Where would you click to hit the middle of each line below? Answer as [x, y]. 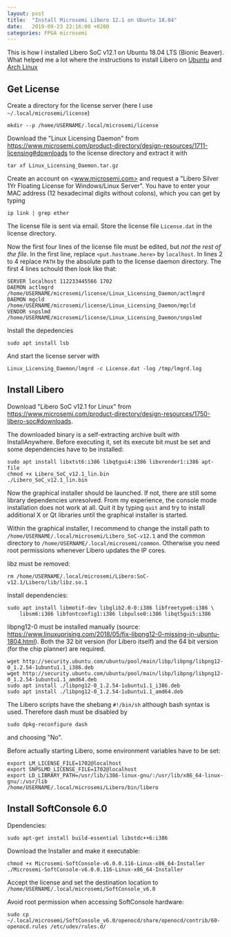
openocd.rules [28, 927]
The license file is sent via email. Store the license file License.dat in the [110, 226]
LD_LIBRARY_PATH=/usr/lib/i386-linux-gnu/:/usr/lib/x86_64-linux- [126, 775]
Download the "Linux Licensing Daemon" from [73, 138]
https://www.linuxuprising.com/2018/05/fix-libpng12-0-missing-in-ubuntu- [113, 634]
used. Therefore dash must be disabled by [67, 712]
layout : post [26, 13]
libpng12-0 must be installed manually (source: [73, 627]
